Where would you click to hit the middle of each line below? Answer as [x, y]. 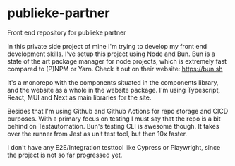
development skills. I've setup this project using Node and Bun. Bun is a [111, 54]
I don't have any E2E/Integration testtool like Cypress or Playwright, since [114, 147]
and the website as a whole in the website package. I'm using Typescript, [114, 90]
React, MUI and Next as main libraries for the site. [79, 97]
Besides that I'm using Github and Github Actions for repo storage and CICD [118, 111]
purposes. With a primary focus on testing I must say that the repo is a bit [114, 119]
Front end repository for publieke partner [67, 32]
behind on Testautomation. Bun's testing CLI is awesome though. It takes [113, 126]
